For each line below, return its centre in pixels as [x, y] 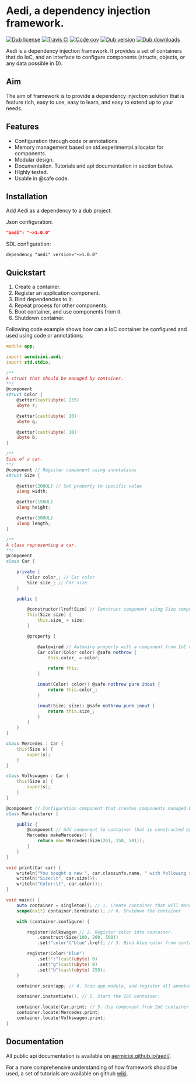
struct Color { [24, 395]
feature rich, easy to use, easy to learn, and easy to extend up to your [90, 102]
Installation [27, 197]
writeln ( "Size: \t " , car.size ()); [57, 878]
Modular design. [34, 159]
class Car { [20, 561]
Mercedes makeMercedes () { [60, 835]
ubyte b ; [27, 438]
